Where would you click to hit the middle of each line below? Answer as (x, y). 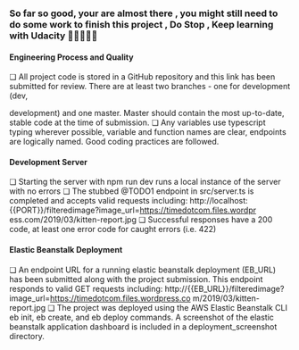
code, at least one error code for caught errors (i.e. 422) (113, 229)
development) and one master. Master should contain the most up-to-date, (147, 113)
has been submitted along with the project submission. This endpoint (136, 279)
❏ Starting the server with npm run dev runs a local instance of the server (145, 182)
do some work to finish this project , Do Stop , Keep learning (141, 24)
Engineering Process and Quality (71, 57)
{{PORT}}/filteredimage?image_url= (75, 210)
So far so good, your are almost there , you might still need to (144, 13)
